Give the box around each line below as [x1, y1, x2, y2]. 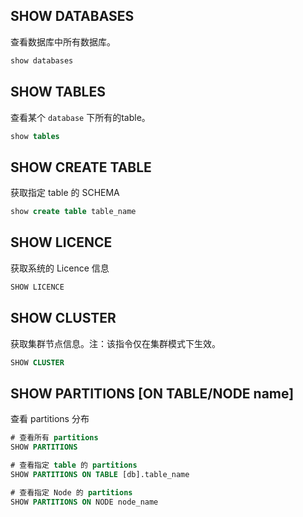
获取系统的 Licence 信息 [10, 262, 110, 274]
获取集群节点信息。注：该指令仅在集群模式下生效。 [10, 337, 221, 349]
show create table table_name [10, 207, 137, 217]
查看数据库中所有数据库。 [10, 35, 116, 48]
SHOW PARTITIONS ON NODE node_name [10, 497, 159, 507]
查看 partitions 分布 [10, 413, 90, 425]
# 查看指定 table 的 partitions [10, 460, 138, 470]
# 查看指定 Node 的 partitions [10, 487, 133, 498]
